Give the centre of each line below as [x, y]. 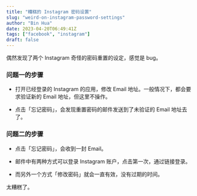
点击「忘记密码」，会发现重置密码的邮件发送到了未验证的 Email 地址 [98, 110]
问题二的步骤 [25, 134]
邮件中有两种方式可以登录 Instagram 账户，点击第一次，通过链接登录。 [103, 161]
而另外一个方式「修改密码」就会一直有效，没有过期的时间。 [89, 174]
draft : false [23, 40]
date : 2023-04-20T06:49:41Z [42, 29]
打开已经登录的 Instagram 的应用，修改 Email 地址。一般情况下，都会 [100, 89]
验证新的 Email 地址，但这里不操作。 [65, 96]
